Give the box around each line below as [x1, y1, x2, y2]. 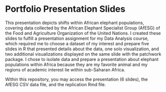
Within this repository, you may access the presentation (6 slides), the [5, 76, 148, 82]
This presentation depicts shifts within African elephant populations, [5, 20, 145, 26]
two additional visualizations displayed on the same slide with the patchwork [5, 51, 162, 57]
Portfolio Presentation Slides [5, 3, 125, 15]
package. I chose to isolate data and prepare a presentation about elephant [5, 56, 159, 62]
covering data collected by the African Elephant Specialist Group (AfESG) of [5, 25, 160, 31]
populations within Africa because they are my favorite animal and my [5, 61, 148, 67]
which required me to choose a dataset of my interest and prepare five [5, 40, 150, 46]
